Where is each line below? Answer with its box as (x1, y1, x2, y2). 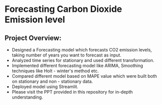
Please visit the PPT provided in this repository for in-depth (11, 89, 133, 95)
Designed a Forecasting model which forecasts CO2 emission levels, (11, 47, 152, 52)
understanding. (11, 94, 43, 100)
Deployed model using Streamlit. (11, 84, 79, 90)
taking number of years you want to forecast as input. (11, 52, 122, 58)
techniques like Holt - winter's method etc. (11, 68, 99, 74)
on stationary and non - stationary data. (11, 78, 93, 84)
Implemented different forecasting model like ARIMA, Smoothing (11, 63, 143, 68)
